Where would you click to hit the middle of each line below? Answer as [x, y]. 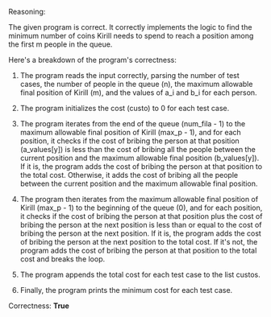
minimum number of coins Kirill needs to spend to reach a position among [131, 36]
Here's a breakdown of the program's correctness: [93, 60]
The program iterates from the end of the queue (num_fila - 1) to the [133, 124]
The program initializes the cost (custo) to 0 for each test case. [125, 108]
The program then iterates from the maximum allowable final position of [139, 199]
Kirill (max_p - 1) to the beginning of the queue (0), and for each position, [141, 208]
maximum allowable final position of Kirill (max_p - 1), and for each [131, 132]
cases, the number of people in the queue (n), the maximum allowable [136, 84]
